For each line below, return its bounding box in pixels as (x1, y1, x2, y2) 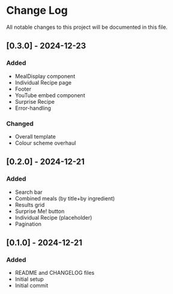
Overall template (14, 133, 56, 140)
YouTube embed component (14, 91, 85, 99)
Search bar (14, 188, 43, 196)
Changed (6, 119, 34, 128)
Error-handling (14, 104, 51, 112)
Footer (14, 85, 32, 92)
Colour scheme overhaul (14, 139, 76, 146)
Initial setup (14, 275, 44, 283)
